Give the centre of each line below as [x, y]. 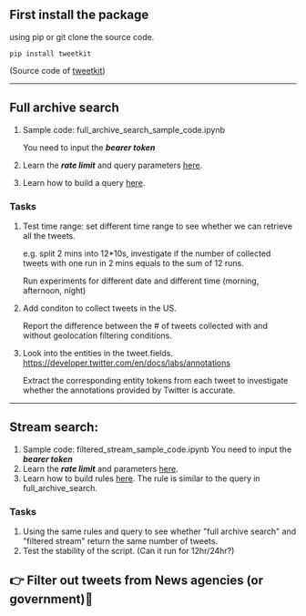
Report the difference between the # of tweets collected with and [145, 325]
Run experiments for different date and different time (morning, [141, 281]
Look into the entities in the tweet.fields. [97, 353]
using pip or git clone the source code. [82, 36]
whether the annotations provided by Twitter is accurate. [129, 390]
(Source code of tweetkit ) [58, 70]
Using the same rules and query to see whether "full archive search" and [159, 531]
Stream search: [54, 427]
